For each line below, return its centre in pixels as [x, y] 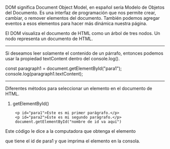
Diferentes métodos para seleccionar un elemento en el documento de [79, 88]
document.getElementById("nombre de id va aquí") [68, 122]
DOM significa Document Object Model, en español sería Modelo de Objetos [85, 7]
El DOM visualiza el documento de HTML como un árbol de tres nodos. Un [83, 33]
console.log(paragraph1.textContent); [44, 74]
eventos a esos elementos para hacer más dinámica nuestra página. [76, 23]
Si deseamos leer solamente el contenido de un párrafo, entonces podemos [84, 53]
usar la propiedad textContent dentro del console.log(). [62, 59]
